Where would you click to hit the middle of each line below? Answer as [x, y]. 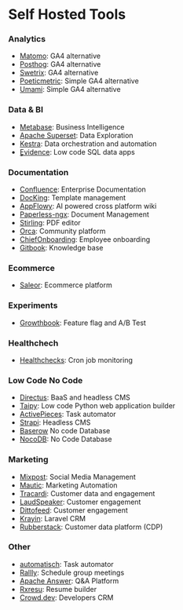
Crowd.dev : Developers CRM [66, 597]
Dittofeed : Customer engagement [73, 510]
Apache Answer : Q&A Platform [69, 581]
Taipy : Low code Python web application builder [97, 406]
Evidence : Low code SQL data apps [77, 152]
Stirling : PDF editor [50, 223]
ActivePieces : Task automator [68, 415]
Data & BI [26, 110]
